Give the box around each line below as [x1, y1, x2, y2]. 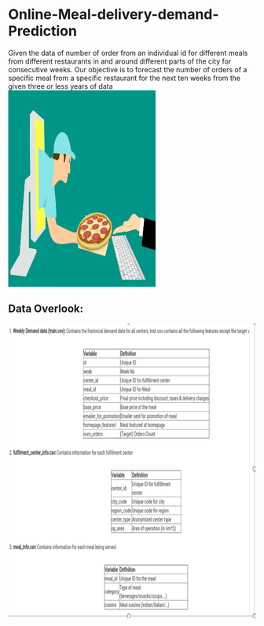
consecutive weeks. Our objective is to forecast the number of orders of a [8, 64, 247, 74]
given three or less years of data [8, 81, 113, 91]
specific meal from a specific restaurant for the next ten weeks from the [8, 73, 241, 82]
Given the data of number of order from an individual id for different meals [8, 48, 248, 57]
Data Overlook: [8, 302, 84, 316]
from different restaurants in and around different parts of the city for [8, 57, 232, 66]
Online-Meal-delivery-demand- [8, 5, 219, 24]
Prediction [8, 22, 77, 40]
